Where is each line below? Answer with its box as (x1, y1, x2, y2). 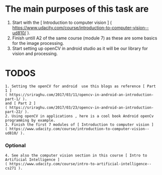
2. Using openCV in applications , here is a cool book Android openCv (5, 114, 154, 118)
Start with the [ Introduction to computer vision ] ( (12, 19, 112, 25)
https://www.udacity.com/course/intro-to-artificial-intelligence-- (9, 162, 152, 167)
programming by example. (5, 118, 56, 123)
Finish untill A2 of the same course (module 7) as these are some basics (12, 35, 158, 41)
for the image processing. (12, 40, 64, 46)
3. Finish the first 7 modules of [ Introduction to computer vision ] (5, 122, 154, 127)
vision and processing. (12, 50, 58, 57)
